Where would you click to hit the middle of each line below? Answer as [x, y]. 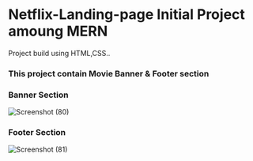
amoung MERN [58, 31]
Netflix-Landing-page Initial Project [126, 15]
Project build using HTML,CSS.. [59, 53]
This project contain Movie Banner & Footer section [109, 73]
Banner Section [38, 95]
